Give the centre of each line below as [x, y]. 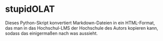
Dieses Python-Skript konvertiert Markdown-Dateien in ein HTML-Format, [80, 23]
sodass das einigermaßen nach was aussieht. [51, 33]
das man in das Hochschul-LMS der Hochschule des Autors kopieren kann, [82, 28]
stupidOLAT [30, 9]
